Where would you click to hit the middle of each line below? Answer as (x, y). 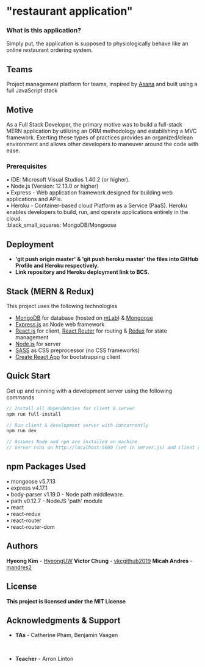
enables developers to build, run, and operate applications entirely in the (97, 212)
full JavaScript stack (32, 90)
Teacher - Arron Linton (44, 659)
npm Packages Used (46, 467)
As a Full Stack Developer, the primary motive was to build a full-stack (95, 125)
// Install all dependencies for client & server (71, 408)
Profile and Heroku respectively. (57, 266)
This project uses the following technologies (62, 306)
